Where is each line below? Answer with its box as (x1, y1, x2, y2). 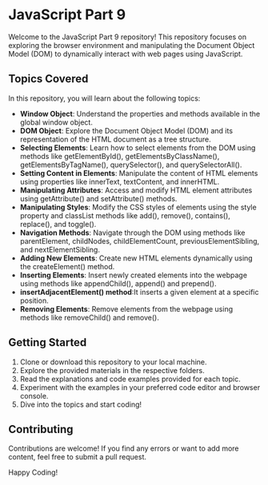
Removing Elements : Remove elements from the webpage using (19, 304, 234, 313)
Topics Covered (8, 72, 89, 85)
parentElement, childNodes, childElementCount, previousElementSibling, (19, 236, 260, 245)
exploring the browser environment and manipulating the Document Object (8, 40, 255, 50)
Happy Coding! (8, 467, 58, 477)
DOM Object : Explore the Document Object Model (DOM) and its (19, 125, 234, 135)
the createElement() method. (19, 261, 115, 271)
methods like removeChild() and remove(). (19, 312, 160, 322)
